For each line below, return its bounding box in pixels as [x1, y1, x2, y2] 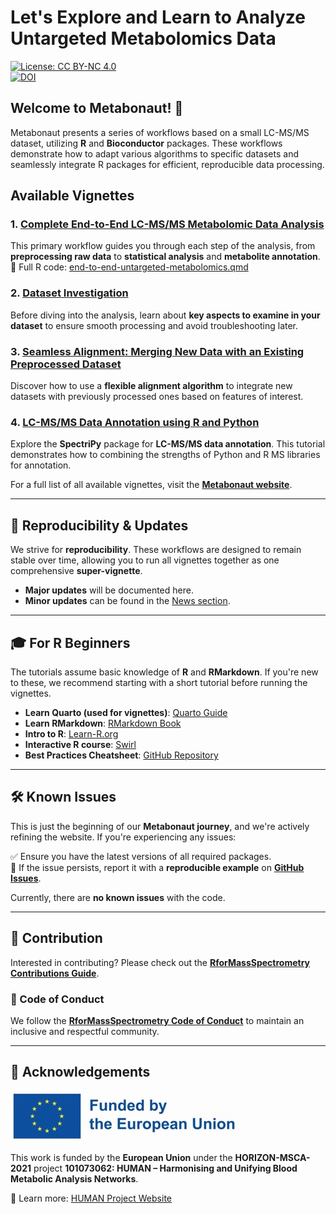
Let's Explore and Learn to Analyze [10, 6, 306, 29]
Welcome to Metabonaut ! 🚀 [10, 100, 184, 117]
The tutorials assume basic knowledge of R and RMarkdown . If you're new [10, 666, 319, 678]
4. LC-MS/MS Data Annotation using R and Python [10, 415, 260, 429]
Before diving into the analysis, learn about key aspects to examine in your [10, 309, 321, 321]
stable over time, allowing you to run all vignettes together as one [10, 554, 280, 566]
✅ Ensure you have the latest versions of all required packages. [10, 850, 272, 862]
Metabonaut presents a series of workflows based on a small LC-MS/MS [10, 126, 310, 138]
